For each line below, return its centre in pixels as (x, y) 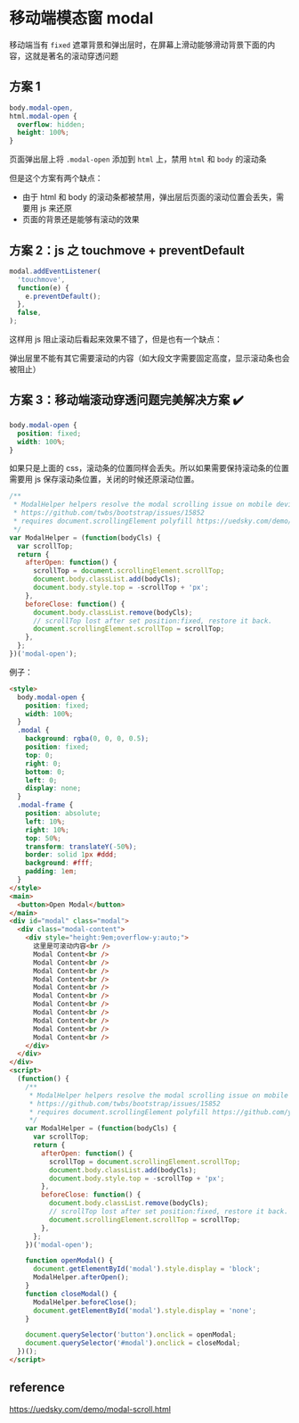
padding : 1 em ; (51, 872)
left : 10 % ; (45, 822)
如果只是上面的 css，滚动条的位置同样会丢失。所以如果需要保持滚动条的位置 (149, 468)
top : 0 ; (39, 755)
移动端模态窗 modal (81, 18)
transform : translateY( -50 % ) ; (81, 847)
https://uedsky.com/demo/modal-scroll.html (90, 1409)
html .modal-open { (43, 116)
